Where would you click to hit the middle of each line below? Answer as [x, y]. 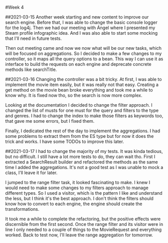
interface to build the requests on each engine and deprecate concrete [78, 64]
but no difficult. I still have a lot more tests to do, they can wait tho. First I [80, 156]
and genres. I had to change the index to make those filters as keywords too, [84, 116]
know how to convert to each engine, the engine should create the [74, 204]
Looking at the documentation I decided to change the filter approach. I [79, 105]
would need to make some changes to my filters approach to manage [77, 188]
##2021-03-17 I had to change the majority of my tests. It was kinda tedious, [84, 151]
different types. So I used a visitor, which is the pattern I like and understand [84, 193]
